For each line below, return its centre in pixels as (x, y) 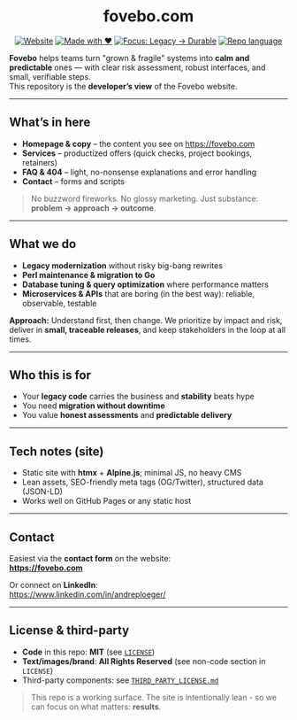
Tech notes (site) (57, 451)
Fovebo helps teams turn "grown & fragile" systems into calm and (129, 58)
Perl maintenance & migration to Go (88, 275)
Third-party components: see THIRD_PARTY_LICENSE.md (120, 680)
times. (20, 339)
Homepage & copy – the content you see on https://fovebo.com (138, 143)
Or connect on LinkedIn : (54, 585)
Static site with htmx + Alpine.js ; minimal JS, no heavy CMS (132, 473)
